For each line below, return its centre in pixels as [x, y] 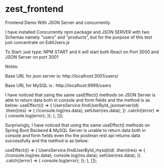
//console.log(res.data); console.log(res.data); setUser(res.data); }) [73, 155]
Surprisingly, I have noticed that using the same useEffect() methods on [78, 125]
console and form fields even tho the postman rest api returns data [73, 135]
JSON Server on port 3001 [32, 57]
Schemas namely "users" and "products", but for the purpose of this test [79, 37]
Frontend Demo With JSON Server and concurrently [58, 22]
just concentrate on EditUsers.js [37, 42]
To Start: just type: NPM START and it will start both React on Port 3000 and [82, 52]
